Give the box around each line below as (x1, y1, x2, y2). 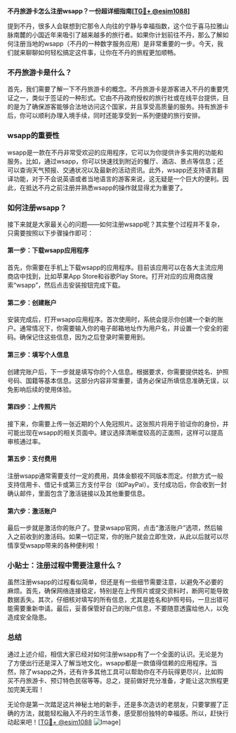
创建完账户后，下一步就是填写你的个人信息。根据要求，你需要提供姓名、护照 (7, 367, 229, 376)
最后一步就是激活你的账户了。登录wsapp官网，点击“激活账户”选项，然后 (7, 524, 217, 532)
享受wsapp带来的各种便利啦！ (13, 541, 100, 550)
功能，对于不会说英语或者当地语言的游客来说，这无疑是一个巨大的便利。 (13, 174, 223, 183)
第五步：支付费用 (7, 455, 57, 463)
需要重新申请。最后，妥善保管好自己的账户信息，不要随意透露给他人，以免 (13, 604, 229, 612)
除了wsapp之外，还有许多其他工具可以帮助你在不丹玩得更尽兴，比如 (19, 667, 218, 676)
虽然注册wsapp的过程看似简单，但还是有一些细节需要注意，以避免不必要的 (7, 578, 223, 586)
